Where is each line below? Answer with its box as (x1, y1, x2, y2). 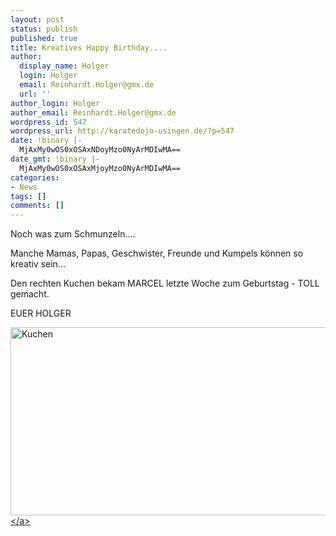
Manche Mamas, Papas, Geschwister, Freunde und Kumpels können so (10, 247, 304, 260)
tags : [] (10, 191, 47, 201)
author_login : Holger (10, 98, 101, 108)
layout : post (10, 14, 65, 25)
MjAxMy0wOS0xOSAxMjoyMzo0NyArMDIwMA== (19, 163, 182, 173)
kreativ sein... (10, 258, 66, 270)
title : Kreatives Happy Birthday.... (10, 42, 168, 53)
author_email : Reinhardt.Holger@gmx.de (10, 107, 177, 118)
